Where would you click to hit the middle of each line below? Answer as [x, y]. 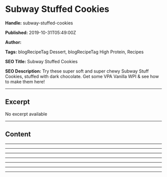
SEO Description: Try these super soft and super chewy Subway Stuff [77, 71]
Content [18, 134]
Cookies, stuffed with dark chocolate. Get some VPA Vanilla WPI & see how [82, 76]
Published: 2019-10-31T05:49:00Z [41, 32]
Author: [13, 42]
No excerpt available [26, 114]
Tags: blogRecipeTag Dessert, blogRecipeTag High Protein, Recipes [75, 52]
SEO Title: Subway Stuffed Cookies [42, 61]
